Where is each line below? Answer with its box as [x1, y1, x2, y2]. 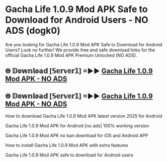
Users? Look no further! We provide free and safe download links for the [5, 47, 155, 53]
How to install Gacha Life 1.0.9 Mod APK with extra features [5, 142, 128, 148]
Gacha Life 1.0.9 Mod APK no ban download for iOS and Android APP [5, 132, 148, 139]
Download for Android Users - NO [5, 14, 148, 26]
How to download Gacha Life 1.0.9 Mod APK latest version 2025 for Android [5, 113, 162, 119]
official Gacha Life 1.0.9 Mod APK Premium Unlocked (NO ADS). [5, 52, 137, 58]
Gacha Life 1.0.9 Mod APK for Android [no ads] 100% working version [5, 123, 149, 129]
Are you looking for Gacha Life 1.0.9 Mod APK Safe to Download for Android [5, 41, 162, 47]
